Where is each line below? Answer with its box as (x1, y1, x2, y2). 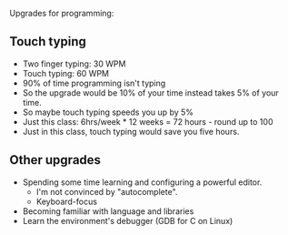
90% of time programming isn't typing (22, 77, 166, 88)
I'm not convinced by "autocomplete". (35, 186, 178, 197)
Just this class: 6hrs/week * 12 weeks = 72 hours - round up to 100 (22, 116, 273, 127)
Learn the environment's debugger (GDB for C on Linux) (22, 215, 233, 226)
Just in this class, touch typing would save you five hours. (22, 126, 240, 137)
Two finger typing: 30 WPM (22, 58, 126, 69)
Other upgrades (9, 152, 102, 168)
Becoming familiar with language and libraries (22, 205, 194, 217)
